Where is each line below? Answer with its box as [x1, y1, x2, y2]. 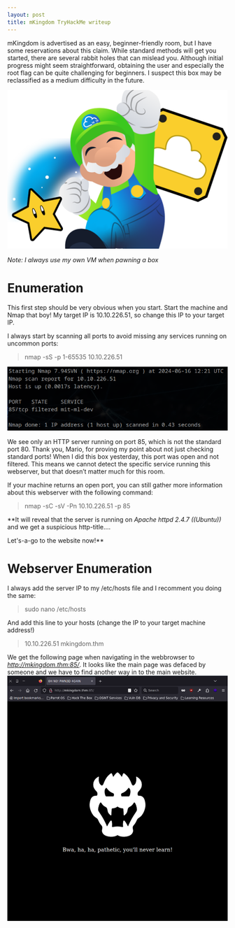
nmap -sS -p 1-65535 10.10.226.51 [24, 352, 123, 361]
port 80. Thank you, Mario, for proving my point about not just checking [7, 445, 213, 453]
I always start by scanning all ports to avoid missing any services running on [7, 331, 227, 340]
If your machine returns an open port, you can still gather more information [7, 480, 223, 489]
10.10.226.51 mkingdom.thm [24, 639, 104, 648]
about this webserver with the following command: [7, 488, 154, 497]
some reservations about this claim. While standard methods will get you [7, 46, 217, 55]
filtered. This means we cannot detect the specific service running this [7, 459, 211, 468]
